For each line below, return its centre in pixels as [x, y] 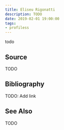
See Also [19, 111]
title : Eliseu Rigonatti [30, 10]
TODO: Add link [21, 96]
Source [16, 57]
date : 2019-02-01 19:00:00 [32, 19]
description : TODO [24, 14]
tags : [10, 23]
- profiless [17, 28]
